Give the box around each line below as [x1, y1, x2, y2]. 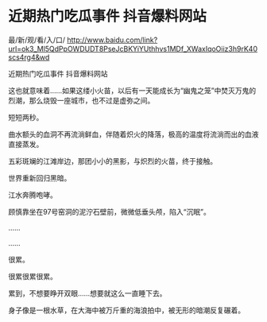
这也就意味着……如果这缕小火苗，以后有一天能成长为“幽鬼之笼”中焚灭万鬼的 [8, 85, 257, 95]
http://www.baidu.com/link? [67, 35, 158, 45]
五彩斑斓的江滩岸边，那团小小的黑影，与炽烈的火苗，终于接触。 [8, 156, 217, 165]
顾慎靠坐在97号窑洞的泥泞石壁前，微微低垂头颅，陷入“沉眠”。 [8, 207, 211, 216]
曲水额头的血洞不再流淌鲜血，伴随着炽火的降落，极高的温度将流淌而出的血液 [8, 129, 259, 139]
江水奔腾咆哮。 [8, 190, 57, 200]
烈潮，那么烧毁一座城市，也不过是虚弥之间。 [8, 95, 155, 105]
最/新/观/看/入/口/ [8, 35, 66, 45]
